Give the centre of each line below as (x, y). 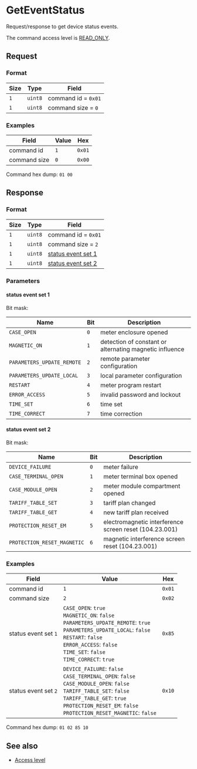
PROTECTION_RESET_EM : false (101, 706)
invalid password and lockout (140, 394)
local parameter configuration (141, 375)
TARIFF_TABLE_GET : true (95, 698)
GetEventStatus (45, 10)
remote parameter (125, 359)
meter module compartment (142, 486)
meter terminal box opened (140, 476)
